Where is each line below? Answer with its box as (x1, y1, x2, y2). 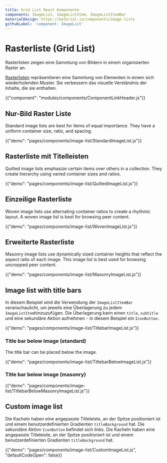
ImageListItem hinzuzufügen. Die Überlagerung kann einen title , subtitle (5, 310, 158, 316)
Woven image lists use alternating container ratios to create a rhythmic (5, 208, 151, 214)
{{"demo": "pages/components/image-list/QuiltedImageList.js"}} (5, 180, 138, 186)
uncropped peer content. (5, 262, 57, 268)
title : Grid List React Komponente (5, 7, 79, 13)
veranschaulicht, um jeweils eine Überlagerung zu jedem (5, 305, 122, 311)
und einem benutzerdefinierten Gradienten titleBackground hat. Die (5, 421, 145, 427)
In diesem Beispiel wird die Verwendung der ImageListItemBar (5, 299, 133, 306)
